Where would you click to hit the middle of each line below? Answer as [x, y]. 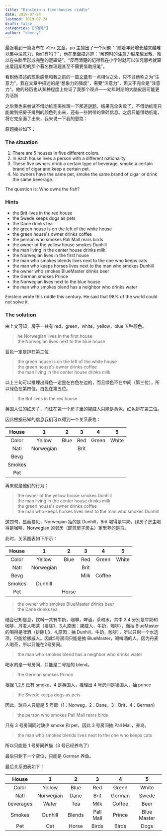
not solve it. [17, 302]
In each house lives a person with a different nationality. [69, 158]
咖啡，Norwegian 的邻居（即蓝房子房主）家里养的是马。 [71, 528]
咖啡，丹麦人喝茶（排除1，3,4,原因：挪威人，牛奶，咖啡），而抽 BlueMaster [82, 626]
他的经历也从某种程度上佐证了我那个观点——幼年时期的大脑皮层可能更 [88, 89]
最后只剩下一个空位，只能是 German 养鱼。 [49, 756]
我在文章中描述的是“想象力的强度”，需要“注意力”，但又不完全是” [86, 83]
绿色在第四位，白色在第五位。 [40, 388]
